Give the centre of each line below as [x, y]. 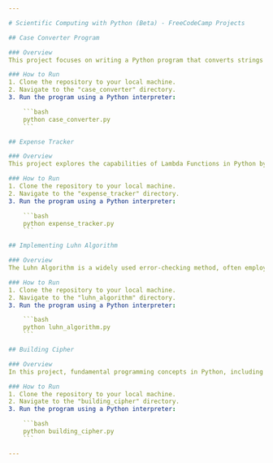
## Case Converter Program [54, 37]
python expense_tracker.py [69, 223]
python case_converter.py [67, 119]
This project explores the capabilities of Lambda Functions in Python [132, 164]
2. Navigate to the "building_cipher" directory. [94, 402]
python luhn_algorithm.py [67, 327]
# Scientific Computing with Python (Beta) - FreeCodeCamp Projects [127, 23]
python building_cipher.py [69, 431]
